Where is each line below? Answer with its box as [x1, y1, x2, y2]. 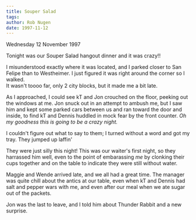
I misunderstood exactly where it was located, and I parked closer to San [6, 64, 182, 71]
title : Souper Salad [6, 8, 57, 15]
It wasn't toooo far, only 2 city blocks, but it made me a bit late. [6, 82, 158, 90]
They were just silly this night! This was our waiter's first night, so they [6, 147, 176, 154]
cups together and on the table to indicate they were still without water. [6, 160, 178, 167]
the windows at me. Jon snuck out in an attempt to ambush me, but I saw [6, 100, 183, 107]
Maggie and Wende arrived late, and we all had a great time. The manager [6, 171, 185, 178]
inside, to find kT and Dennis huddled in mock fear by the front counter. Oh [6, 112, 187, 119]
